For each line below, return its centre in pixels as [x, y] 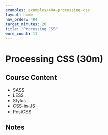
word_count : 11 [21, 34]
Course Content [31, 78]
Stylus [19, 101]
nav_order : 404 [21, 19]
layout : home [19, 15]
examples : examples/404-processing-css [48, 10]
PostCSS [22, 112]
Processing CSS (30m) [54, 59]
